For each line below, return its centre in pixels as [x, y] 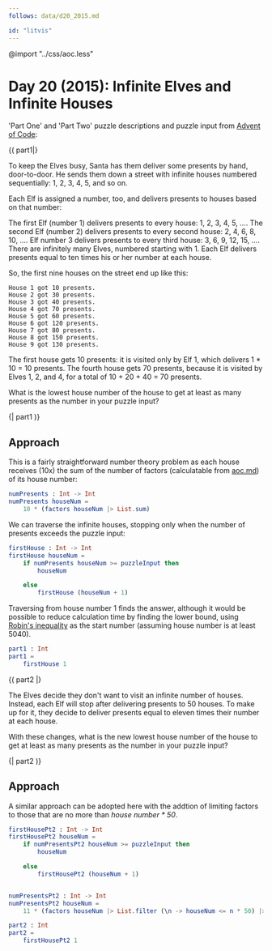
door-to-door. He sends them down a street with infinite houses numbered [133, 174]
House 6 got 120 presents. [54, 324]
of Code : [23, 134]
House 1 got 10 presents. [52, 288]
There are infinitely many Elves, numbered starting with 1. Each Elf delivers [133, 249]
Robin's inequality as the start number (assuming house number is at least [132, 625]
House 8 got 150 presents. [54, 338]
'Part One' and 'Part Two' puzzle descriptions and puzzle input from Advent [134, 126]
